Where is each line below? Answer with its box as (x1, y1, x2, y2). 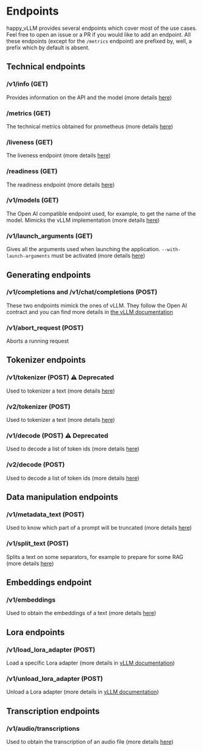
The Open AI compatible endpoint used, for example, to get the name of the (6, 210, 196, 217)
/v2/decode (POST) (6, 460, 65, 469)
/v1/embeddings (6, 596, 56, 604)
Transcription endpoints (6, 706, 100, 716)
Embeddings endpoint (6, 577, 92, 588)
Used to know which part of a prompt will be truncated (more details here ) (6, 524, 192, 532)
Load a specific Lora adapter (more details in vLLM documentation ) (6, 660, 175, 667)
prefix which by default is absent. (6, 44, 90, 51)
